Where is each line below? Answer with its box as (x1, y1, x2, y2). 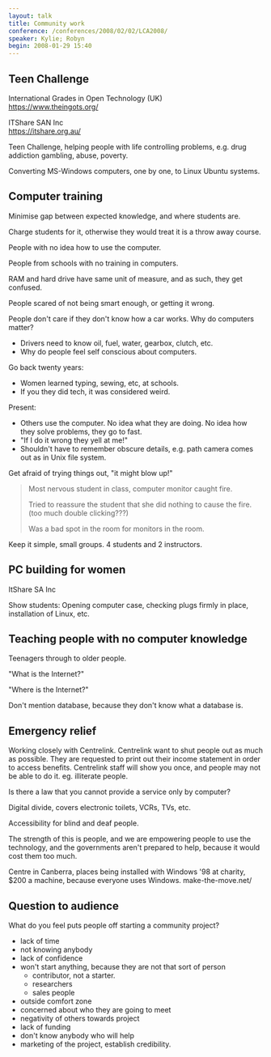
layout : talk (8, 11, 53, 20)
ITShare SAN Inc (8, 117, 64, 127)
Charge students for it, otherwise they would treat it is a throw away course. (8, 227, 261, 236)
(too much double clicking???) (28, 507, 129, 518)
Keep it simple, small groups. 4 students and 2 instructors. (8, 539, 203, 549)
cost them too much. (8, 851, 78, 861)
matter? (8, 322, 34, 332)
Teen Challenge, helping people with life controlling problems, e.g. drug (8, 142, 247, 151)
